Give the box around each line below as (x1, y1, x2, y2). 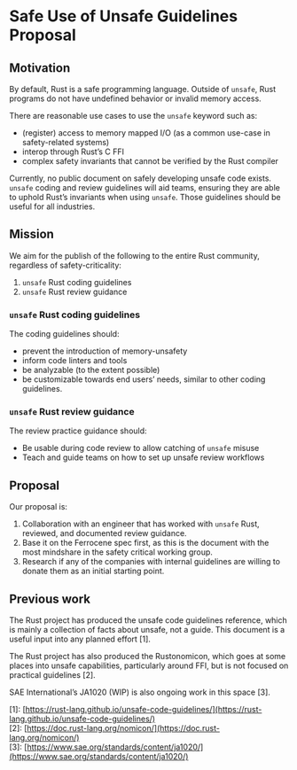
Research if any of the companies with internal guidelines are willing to (21, 556, 281, 567)
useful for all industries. (9, 201, 96, 212)
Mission (9, 227, 55, 242)
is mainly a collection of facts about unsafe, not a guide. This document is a (9, 625, 285, 635)
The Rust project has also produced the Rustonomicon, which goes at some (9, 651, 286, 662)
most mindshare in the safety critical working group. (21, 547, 213, 557)
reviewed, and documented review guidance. (21, 528, 188, 539)
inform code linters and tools (21, 355, 128, 366)
